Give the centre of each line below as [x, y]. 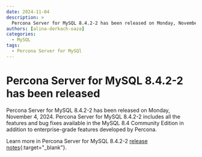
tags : [13, 46]
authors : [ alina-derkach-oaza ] [45, 29]
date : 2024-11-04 [28, 12]
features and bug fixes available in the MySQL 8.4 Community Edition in [95, 123]
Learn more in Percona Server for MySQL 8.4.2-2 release [77, 141]
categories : [21, 34]
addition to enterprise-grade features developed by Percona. [82, 129]
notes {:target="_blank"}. [37, 147]
